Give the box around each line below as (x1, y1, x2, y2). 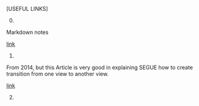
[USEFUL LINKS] (6, 5, 49, 12)
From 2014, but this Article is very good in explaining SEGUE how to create (6, 64, 194, 71)
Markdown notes (6, 28, 49, 36)
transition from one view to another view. (6, 70, 109, 78)
